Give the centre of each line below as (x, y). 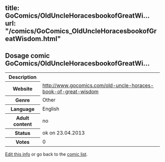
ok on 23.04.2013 (64, 133)
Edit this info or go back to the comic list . (46, 154)
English (51, 109)
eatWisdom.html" (33, 39)
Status (23, 133)
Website (23, 89)
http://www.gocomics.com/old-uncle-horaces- (98, 85)
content (22, 124)
